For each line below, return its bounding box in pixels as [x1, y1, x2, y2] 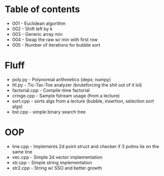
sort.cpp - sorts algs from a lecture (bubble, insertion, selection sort [12, 98, 154, 104]
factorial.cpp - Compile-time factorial [12, 87, 90, 93]
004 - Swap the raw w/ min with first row [12, 37, 98, 43]
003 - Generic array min [12, 31, 63, 37]
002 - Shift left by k [12, 25, 53, 31]
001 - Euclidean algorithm [12, 20, 66, 26]
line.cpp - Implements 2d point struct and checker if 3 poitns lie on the [12, 143, 159, 149]
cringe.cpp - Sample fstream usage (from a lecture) [12, 92, 120, 98]
